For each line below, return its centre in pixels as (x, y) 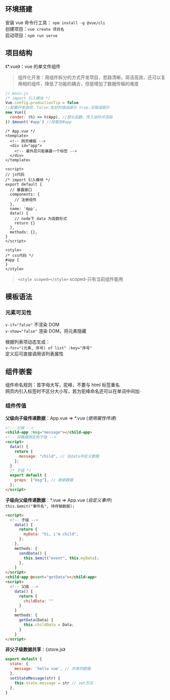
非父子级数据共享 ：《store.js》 (35, 649)
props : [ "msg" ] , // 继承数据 (44, 480)
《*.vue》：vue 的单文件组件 (33, 66)
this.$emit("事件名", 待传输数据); (40, 506)
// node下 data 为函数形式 (41, 219)
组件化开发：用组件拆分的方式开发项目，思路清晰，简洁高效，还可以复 (92, 77)
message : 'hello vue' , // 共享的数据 (53, 669)
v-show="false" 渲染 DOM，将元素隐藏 (46, 331)
